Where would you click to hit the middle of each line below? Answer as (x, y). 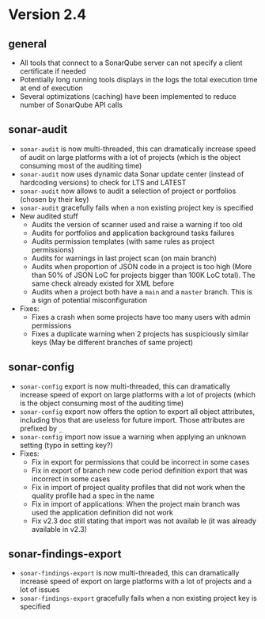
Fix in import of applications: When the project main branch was (136, 503)
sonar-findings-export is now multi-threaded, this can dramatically (129, 573)
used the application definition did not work (102, 512)
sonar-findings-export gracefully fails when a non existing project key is (138, 598)
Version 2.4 (47, 15)
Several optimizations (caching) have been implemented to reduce (128, 96)
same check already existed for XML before (103, 283)
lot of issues (40, 590)
